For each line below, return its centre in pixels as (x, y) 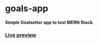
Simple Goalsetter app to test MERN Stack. (50, 22)
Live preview (21, 35)
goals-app (27, 9)
